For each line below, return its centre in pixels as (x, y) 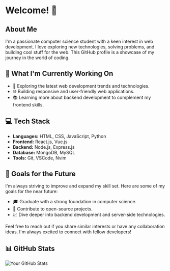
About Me (21, 29)
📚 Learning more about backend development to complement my (82, 97)
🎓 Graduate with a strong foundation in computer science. (75, 202)
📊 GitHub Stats (30, 248)
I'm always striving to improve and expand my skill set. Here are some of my (85, 186)
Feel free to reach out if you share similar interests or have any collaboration (85, 227)
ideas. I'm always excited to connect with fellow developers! (68, 232)
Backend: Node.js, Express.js (44, 147)
